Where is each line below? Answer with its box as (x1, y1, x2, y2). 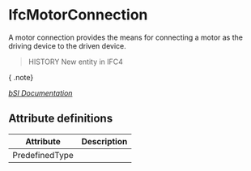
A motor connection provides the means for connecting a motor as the (8, 32, 243, 42)
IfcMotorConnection (8, 6, 148, 24)
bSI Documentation (8, 88, 73, 98)
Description (81, 135, 128, 147)
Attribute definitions (8, 112, 113, 126)
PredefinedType (12, 149, 74, 160)
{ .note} (8, 72, 34, 82)
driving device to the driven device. (8, 41, 127, 50)
